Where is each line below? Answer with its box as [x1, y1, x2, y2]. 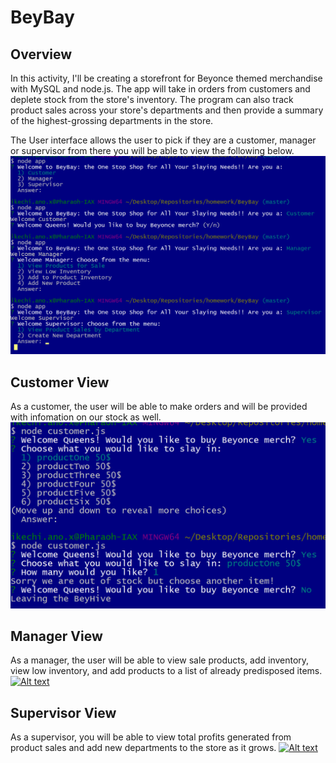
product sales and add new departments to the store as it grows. [10, 742, 277, 754]
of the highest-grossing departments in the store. [10, 115, 214, 126]
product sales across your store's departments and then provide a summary [10, 104, 324, 116]
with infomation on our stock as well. [10, 411, 162, 423]
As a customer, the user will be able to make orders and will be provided [10, 401, 308, 413]
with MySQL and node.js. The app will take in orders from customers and [10, 83, 311, 95]
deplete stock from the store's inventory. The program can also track [10, 94, 294, 105]
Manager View [10, 627, 103, 645]
